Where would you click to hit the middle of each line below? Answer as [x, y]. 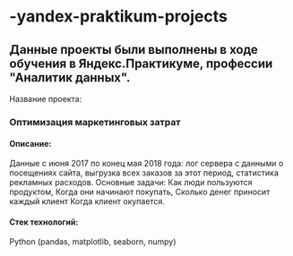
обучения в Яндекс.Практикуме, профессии [141, 63]
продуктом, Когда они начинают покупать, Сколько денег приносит [140, 192]
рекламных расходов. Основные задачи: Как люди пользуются [131, 183]
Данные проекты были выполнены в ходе [134, 50]
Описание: [30, 143]
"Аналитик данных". [70, 77]
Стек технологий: [44, 222]
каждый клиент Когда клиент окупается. [87, 201]
